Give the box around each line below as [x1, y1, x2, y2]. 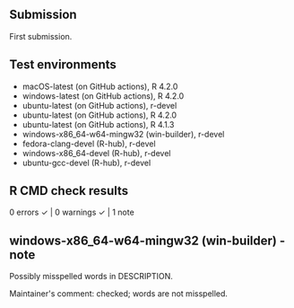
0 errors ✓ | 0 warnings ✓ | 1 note [9, 207, 134, 218]
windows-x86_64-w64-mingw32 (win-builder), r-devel [22, 128, 225, 139]
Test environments [9, 57, 117, 73]
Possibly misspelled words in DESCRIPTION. [9, 271, 173, 282]
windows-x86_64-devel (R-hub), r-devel [22, 147, 171, 158]
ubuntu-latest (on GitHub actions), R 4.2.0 [22, 110, 177, 120]
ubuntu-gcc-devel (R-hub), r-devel [22, 157, 151, 168]
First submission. [9, 31, 73, 41]
